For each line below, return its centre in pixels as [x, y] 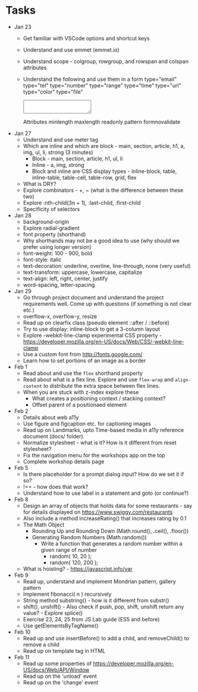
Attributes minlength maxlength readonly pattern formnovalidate [102, 122]
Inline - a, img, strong [58, 165]
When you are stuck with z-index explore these [81, 392]
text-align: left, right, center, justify [65, 278]
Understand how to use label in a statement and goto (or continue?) [106, 493]
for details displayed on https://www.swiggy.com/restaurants [98, 512]
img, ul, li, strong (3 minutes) [58, 152]
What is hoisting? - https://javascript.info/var [78, 568]
